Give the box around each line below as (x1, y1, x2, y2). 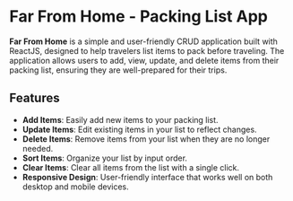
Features (9, 91, 60, 106)
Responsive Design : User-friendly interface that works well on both (22, 171, 273, 182)
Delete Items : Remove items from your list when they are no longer (22, 133, 271, 144)
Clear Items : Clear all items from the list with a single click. (22, 162, 240, 172)
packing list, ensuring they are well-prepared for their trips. (9, 65, 228, 75)
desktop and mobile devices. (22, 181, 130, 192)
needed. (22, 143, 54, 153)
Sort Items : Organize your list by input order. (22, 153, 188, 163)
